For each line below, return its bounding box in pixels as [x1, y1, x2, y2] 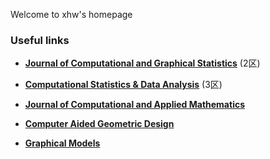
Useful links [10, 33, 70, 47]
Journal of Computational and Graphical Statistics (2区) [24, 57, 261, 69]
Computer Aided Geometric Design [24, 118, 175, 130]
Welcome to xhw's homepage [10, 9, 133, 20]
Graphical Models [24, 137, 101, 149]
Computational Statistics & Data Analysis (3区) [24, 79, 223, 91]
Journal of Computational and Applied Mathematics [24, 99, 245, 111]
